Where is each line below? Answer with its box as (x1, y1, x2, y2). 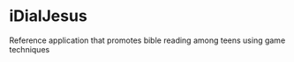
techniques (9, 44, 50, 54)
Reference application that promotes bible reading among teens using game (9, 35, 286, 45)
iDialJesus (9, 6, 88, 26)
